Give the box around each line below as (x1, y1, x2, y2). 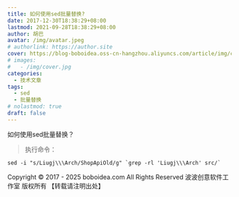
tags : (7, 83, 23, 90)
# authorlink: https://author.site (7, 43, 113, 50)
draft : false (7, 110, 46, 117)
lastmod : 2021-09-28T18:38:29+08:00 (7, 23, 116, 31)
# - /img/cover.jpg (7, 63, 72, 70)
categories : (7, 70, 43, 77)
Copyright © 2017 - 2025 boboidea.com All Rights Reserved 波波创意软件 (7, 172, 223, 181)
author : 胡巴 (7, 30, 44, 38)
